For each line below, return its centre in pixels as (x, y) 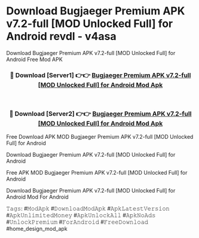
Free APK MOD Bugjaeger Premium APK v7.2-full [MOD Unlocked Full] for (97, 172)
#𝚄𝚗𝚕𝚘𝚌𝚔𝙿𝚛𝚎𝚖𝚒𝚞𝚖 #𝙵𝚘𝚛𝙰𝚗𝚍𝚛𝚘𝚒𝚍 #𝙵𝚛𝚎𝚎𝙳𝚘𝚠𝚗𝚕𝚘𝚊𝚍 (77, 222)
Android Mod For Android (37, 197)
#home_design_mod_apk (37, 228)
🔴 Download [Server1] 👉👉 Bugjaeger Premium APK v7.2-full (100, 75)
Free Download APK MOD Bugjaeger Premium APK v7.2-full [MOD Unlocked (100, 136)
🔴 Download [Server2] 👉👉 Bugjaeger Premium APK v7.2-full (100, 114)
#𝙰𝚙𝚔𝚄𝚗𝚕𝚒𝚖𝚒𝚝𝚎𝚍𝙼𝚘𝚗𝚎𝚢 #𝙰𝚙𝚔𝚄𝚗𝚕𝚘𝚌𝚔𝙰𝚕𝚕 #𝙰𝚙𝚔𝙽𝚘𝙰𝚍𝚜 (81, 215)
